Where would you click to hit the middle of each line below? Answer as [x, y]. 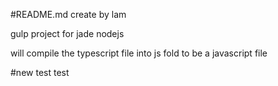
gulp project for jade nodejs [67, 33]
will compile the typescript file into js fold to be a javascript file [139, 53]
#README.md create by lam [68, 14]
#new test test [40, 72]
